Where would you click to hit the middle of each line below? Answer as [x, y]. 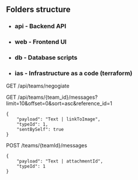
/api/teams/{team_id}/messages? [58, 97]
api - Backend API [40, 26]
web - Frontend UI [41, 42]
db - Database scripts [46, 58]
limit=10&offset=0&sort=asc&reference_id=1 [59, 103]
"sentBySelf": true [40, 130]
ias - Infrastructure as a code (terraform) [73, 74]
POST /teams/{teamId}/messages [47, 146]
